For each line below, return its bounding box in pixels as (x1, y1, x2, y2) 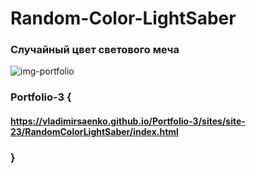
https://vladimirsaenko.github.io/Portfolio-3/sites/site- (10, 115, 246, 127)
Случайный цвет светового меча (10, 43, 180, 57)
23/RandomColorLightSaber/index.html (10, 126, 179, 137)
